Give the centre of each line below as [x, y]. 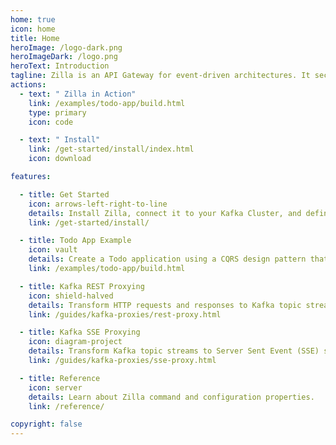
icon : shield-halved [71, 296]
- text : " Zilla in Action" [78, 94]
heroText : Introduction [60, 66]
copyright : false [46, 424]
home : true [33, 19]
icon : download [60, 159]
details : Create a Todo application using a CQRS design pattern [167, 259]
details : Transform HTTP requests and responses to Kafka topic [165, 305]
